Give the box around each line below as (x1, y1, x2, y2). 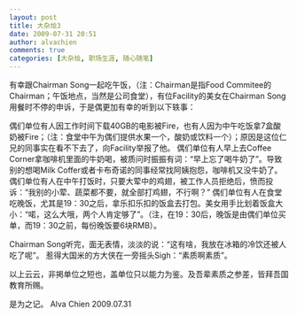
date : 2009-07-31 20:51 (9, 29, 98, 38)
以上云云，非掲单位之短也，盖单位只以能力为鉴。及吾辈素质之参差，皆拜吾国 (9, 269, 289, 279)
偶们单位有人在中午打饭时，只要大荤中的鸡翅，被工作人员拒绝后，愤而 (9, 176, 266, 186)
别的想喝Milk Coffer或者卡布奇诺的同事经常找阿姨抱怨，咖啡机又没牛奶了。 (9, 165, 283, 175)
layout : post (9, 12, 58, 22)
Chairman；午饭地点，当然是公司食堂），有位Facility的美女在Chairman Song (9, 90, 286, 101)
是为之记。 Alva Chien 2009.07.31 (9, 298, 131, 309)
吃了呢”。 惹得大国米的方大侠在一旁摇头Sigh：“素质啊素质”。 (9, 250, 232, 260)
